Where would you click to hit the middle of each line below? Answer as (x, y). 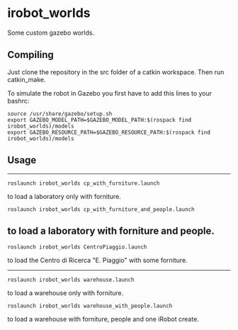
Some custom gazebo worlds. (51, 33)
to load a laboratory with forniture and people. (111, 231)
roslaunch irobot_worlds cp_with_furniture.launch (84, 183)
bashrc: (18, 101)
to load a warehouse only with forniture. (66, 293)
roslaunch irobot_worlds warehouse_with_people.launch (90, 306)
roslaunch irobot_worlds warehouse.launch (71, 280)
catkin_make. (27, 79)
